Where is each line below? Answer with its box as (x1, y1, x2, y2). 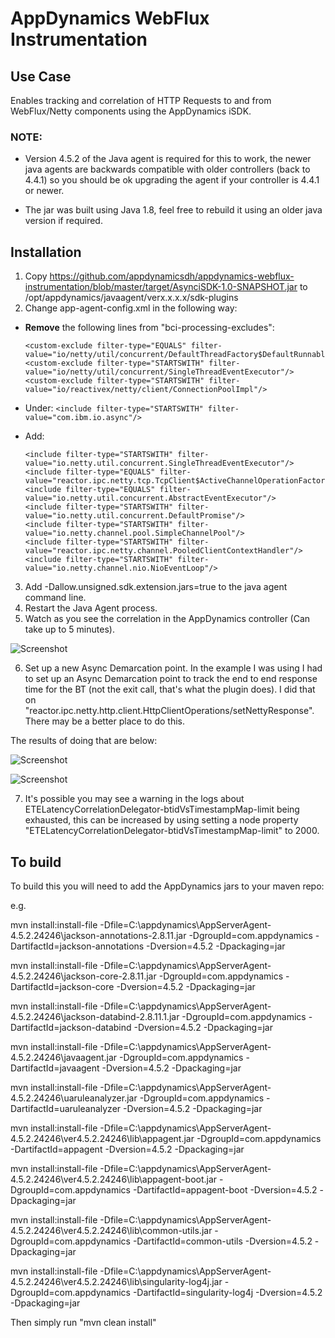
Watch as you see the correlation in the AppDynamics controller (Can (24, 613, 311, 625)
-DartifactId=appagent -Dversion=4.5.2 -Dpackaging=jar (10, 1143, 245, 1155)
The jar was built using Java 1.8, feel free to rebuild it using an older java (24, 204, 323, 216)
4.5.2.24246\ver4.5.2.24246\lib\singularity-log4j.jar (10, 1275, 223, 1287)
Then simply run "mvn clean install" (10, 1316, 157, 1328)
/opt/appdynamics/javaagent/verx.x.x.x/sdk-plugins (24, 292, 239, 304)
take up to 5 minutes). (24, 623, 115, 636)
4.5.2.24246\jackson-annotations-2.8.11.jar (10, 929, 187, 941)
